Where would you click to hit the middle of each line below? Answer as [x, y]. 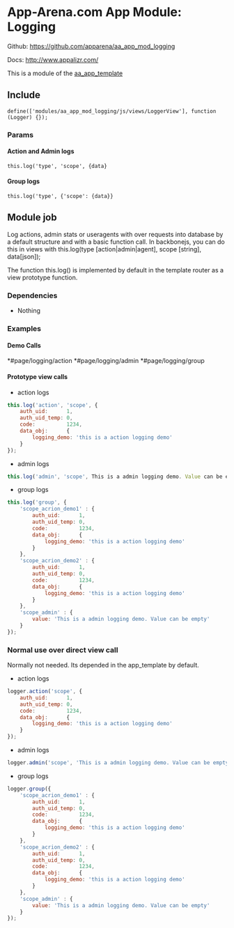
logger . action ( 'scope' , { [45, 691]
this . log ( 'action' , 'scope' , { [53, 405]
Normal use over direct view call [63, 650]
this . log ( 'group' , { [37, 502]
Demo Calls [24, 345]
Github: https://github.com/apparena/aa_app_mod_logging [91, 46]
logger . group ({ [29, 789]
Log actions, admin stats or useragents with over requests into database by [115, 234]
